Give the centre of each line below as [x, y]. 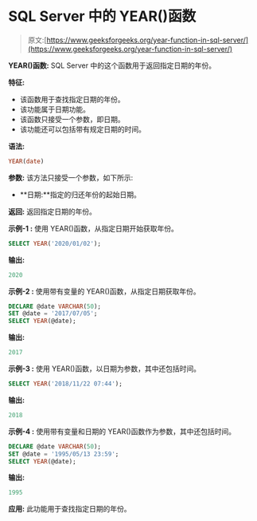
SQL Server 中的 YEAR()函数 [102, 16]
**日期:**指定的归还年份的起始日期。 [80, 194]
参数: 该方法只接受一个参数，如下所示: [71, 177]
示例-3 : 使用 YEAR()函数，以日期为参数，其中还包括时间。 [105, 369]
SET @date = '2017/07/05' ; [53, 314]
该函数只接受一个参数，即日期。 [72, 119]
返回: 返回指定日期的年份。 [53, 211]
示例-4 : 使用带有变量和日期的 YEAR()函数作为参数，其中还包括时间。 [122, 431]
